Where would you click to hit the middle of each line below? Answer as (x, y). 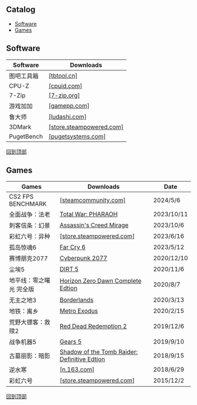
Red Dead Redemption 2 (93, 326)
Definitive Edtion (82, 359)
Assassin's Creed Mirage (94, 225)
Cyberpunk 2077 (83, 258)
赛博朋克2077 (28, 258)
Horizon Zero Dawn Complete (101, 281)
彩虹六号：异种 (30, 237)
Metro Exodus (79, 311)
